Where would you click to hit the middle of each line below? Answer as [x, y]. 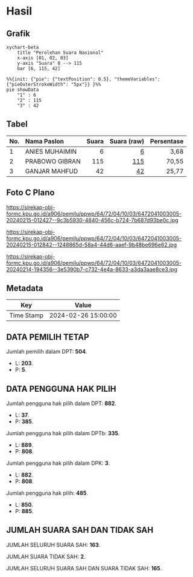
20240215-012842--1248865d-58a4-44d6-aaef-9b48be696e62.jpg [92, 245]
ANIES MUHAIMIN [51, 151]
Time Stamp [27, 315]
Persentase [167, 141]
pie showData [23, 90]
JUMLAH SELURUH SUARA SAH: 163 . [53, 545]
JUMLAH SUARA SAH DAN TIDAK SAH [80, 530]
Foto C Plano [30, 193]
